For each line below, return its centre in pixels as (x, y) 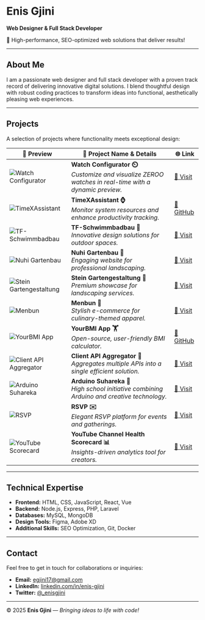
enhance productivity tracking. (115, 217)
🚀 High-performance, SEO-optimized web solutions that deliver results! (96, 40)
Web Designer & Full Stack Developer (54, 28)
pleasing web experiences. (40, 99)
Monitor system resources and (115, 210)
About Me (25, 65)
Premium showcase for (104, 285)
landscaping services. (103, 293)
